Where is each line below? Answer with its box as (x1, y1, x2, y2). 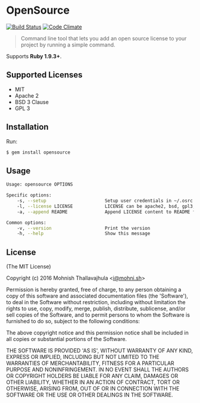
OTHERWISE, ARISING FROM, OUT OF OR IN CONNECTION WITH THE (6, 385, 180, 392)
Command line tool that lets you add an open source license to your (20, 35, 187, 42)
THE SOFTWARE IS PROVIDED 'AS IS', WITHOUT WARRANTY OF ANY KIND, (6, 347, 193, 354)
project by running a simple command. (20, 41, 115, 48)
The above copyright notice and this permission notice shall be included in (6, 329, 189, 336)
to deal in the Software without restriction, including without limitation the (6, 299, 186, 306)
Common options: (6, 220, 46, 226)
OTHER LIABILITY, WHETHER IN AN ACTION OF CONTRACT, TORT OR (6, 379, 180, 386)
